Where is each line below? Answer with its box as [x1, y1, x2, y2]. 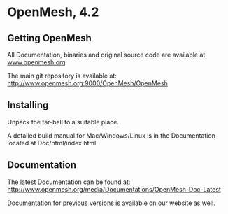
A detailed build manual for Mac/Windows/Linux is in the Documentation [7, 131, 215, 140]
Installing [7, 99, 49, 111]
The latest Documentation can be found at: [7, 178, 131, 186]
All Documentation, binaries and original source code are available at [7, 50, 206, 59]
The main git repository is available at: [7, 71, 117, 80]
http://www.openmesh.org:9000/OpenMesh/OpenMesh [7, 79, 168, 87]
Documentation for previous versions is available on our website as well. [7, 199, 215, 207]
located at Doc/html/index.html [7, 138, 97, 147]
